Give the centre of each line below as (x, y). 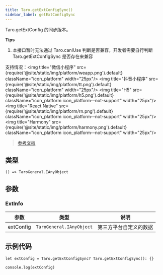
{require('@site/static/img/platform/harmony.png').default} (66, 127)
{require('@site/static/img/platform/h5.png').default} (60, 95)
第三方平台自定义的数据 (125, 227)
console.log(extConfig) (30, 267)
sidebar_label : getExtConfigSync (40, 15)
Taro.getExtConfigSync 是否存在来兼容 (53, 56)
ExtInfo (14, 203)
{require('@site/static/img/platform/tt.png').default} (59, 84)
